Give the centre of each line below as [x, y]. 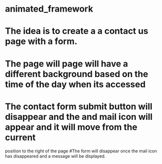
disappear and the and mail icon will [79, 117]
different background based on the [77, 74]
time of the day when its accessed [75, 84]
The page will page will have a [67, 64]
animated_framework [49, 9]
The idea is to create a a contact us [77, 31]
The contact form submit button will [79, 107]
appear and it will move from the [71, 127]
